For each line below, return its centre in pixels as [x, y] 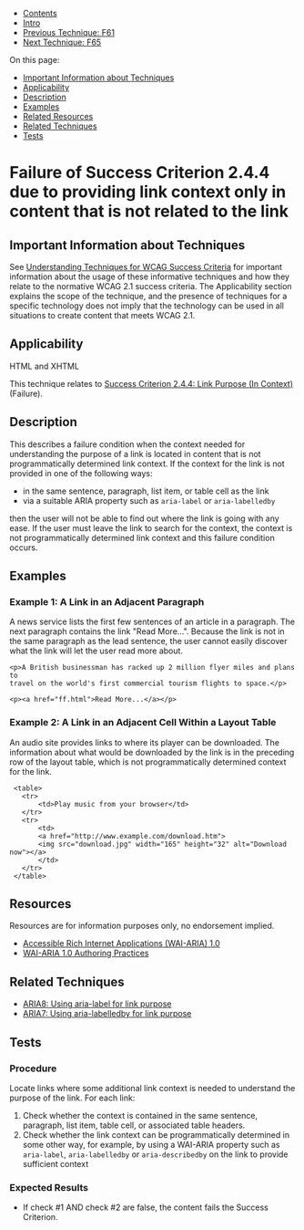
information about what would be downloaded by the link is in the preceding [152, 752]
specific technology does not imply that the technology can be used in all [147, 306]
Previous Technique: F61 [69, 32]
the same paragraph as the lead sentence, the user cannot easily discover [148, 641]
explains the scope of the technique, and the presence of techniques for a [148, 296]
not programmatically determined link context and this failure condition [142, 537]
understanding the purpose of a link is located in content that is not [135, 453]
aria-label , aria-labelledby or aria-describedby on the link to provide [155, 1154]
